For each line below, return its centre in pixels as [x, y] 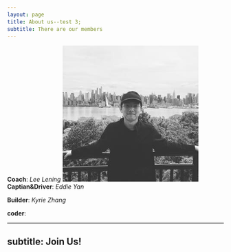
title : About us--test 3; [44, 22]
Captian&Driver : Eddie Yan [46, 187]
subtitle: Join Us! [44, 241]
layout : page [26, 14]
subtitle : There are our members [55, 29]
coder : [16, 213]
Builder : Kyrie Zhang [37, 200]
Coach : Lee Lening [34, 180]
